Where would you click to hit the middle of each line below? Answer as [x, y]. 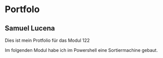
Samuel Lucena [30, 28]
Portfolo [22, 9]
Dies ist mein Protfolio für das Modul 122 [47, 40]
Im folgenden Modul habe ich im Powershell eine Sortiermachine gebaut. [81, 50]
